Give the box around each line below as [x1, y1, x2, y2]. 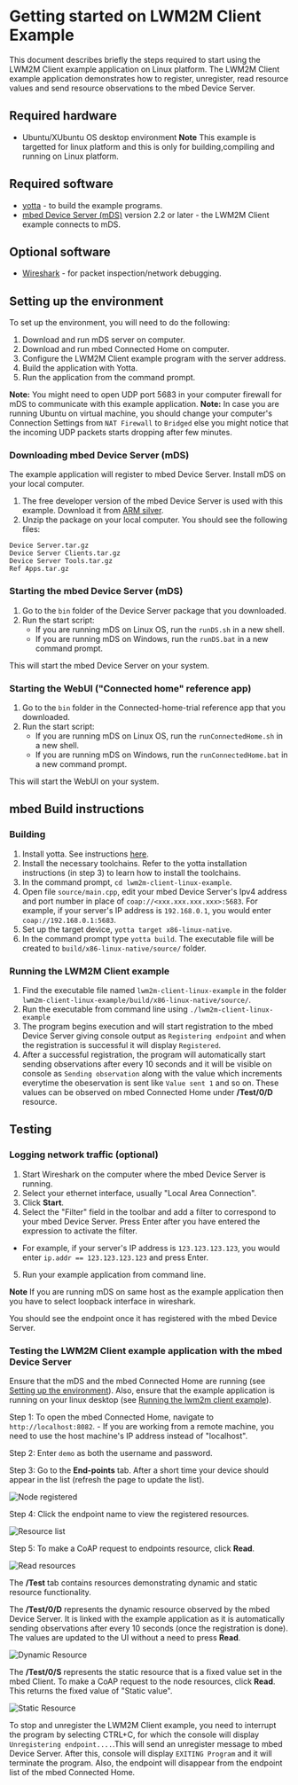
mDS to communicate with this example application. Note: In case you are [9, 399, 279, 410]
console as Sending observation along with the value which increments [21, 1069, 283, 1079]
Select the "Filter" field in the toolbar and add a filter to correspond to [21, 1206, 277, 1217]
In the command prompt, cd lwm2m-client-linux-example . [21, 876, 232, 888]
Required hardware [9, 108, 117, 123]
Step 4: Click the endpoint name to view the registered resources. [9, 1509, 250, 1520]
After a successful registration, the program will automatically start [21, 1049, 266, 1061]
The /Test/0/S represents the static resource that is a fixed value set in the [9, 1667, 283, 1678]
